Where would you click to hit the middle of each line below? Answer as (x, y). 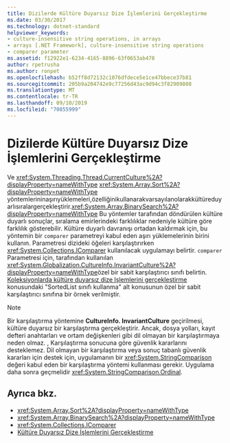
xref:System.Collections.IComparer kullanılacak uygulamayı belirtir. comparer (115, 250)
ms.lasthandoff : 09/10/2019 (47, 103)
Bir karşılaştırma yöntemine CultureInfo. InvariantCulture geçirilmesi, (105, 321)
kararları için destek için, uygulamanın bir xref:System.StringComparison (110, 357)
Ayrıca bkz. (32, 394)
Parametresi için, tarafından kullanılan (60, 257)
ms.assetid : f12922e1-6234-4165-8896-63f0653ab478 (81, 58)
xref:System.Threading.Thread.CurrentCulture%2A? (89, 177)
